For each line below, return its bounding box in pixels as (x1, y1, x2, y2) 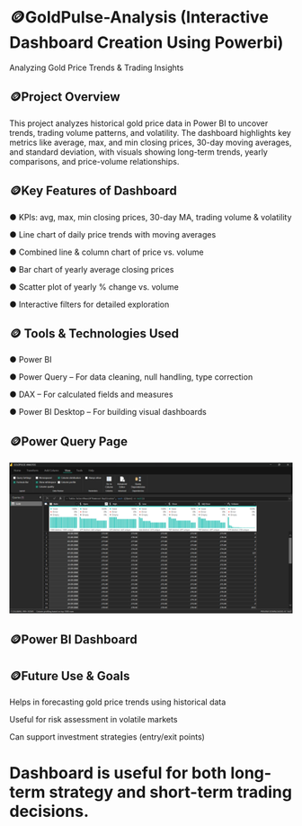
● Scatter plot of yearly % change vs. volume (9, 281, 180, 292)
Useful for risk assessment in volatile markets (9, 714, 178, 725)
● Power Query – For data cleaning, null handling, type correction (9, 372, 253, 382)
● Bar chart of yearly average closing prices (9, 264, 174, 274)
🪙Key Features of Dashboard (9, 184, 177, 199)
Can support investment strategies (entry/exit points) (9, 732, 205, 742)
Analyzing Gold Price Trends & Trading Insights (9, 62, 184, 73)
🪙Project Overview (9, 89, 120, 104)
